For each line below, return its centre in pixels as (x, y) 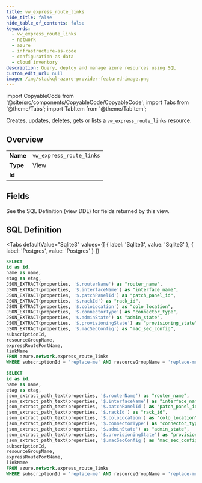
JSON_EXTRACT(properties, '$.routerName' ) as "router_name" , (84, 284)
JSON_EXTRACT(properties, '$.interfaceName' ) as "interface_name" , (93, 289)
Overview (25, 139)
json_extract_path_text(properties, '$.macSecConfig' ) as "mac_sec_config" (103, 440)
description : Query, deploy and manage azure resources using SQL (91, 68)
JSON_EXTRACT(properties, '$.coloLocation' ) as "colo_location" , (90, 306)
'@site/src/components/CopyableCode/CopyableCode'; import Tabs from (98, 102)
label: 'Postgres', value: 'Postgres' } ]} (53, 251)
